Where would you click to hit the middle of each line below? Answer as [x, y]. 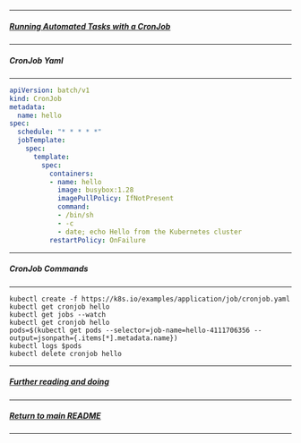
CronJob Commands [49, 268]
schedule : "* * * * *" [60, 132]
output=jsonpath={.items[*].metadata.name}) [94, 338]
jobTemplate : [42, 141]
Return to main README [55, 416]
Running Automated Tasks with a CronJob [90, 26]
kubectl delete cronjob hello [66, 354]
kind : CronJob [36, 98]
